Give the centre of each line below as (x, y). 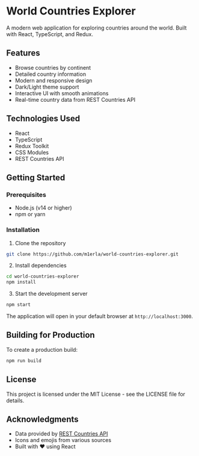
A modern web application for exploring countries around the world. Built (96, 28)
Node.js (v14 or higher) (43, 208)
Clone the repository (40, 243)
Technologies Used (43, 119)
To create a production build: (42, 349)
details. (15, 400)
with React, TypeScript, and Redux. (50, 34)
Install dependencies (41, 266)
